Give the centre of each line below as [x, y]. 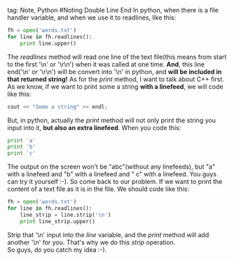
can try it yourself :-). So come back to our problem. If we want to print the [115, 182]
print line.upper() [48, 43]
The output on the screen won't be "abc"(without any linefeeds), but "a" [111, 167]
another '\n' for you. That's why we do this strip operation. [91, 242]
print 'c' [22, 153]
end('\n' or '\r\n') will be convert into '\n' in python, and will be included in [115, 71]
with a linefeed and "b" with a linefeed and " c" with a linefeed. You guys [112, 174]
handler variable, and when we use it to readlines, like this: [92, 17]
